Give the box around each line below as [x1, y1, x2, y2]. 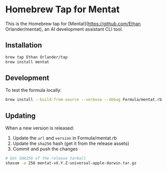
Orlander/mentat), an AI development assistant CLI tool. [5, 26, 123, 32]
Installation [5, 41, 42, 50]
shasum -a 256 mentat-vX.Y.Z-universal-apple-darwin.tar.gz [5, 160, 137, 165]
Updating [5, 111, 36, 120]
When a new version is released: [5, 125, 75, 131]
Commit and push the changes [12, 146, 78, 152]
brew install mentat [5, 59, 50, 65]
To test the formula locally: [5, 87, 62, 93]
